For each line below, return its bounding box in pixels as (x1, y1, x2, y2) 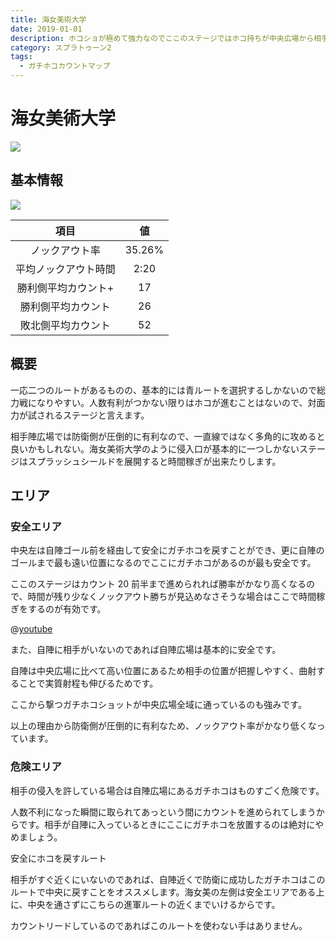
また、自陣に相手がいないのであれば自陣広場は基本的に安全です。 (10, 644, 282, 656)
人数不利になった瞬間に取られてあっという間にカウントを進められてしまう (10, 806, 317, 818)
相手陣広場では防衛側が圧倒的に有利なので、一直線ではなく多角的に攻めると (10, 430, 326, 442)
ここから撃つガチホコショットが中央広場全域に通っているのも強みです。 (10, 699, 307, 711)
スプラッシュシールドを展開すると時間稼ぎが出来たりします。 (27, 455, 282, 467)
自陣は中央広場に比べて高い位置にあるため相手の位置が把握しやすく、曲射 (10, 665, 317, 677)
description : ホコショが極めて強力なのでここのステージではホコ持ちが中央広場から (10, 33, 315, 43)
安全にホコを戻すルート (10, 852, 107, 864)
